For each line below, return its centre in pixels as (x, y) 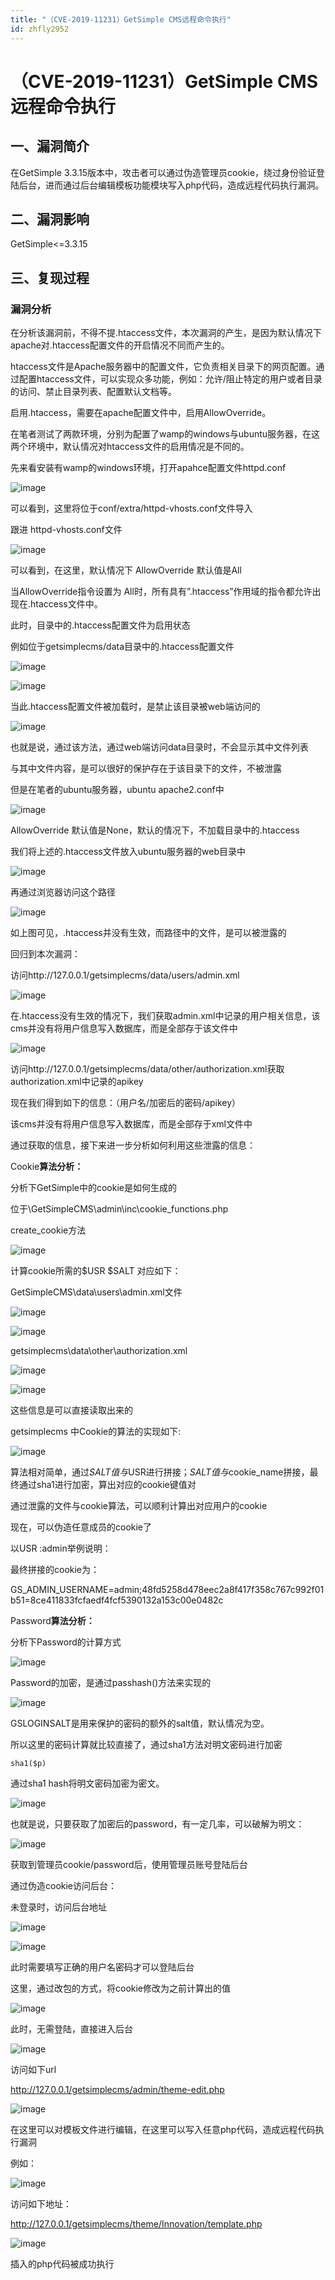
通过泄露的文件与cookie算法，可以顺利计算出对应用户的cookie (139, 1505)
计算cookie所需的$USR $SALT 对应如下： (96, 1270)
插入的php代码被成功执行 (62, 2264)
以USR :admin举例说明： (61, 1548)
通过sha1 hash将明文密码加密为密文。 (87, 1783)
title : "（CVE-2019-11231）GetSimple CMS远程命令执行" (121, 19)
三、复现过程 (50, 277)
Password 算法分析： (52, 1620)
